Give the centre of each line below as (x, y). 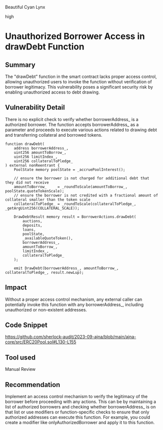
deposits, (32, 225)
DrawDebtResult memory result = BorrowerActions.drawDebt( (75, 217)
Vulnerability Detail (35, 107)
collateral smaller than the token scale (48, 200)
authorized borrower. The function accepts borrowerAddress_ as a (72, 124)
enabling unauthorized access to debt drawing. (52, 92)
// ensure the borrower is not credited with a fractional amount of (86, 195)
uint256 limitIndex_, (36, 157)
